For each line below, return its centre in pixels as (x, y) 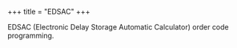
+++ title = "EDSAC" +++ (49, 12)
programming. (31, 36)
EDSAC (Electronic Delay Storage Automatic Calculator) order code (118, 27)
